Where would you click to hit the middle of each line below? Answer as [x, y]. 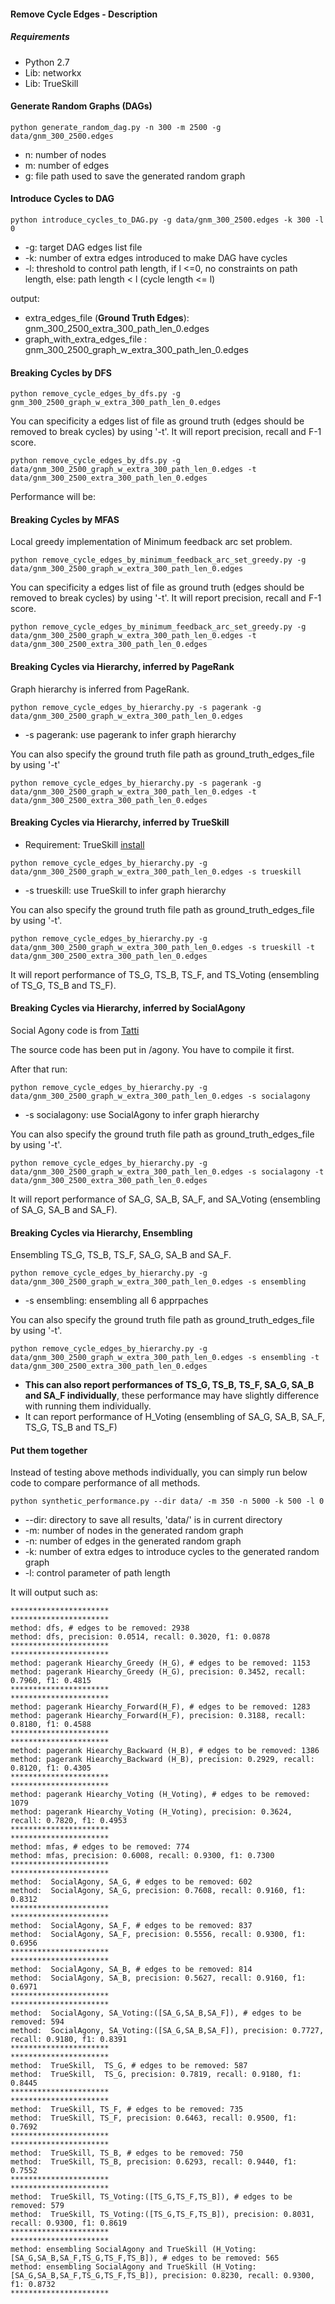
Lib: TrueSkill [51, 83]
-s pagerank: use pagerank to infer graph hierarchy [130, 734]
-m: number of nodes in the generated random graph [134, 1531]
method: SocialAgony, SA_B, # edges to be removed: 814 [131, 1970]
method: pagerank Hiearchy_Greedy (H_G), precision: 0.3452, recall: [158, 1672]
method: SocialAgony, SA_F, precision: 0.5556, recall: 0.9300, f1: [158, 1935]
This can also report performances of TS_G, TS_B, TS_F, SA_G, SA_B [169, 1385]
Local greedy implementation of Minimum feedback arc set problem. [151, 542]
